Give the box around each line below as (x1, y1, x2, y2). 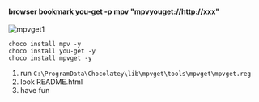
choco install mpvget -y (8, 54, 92, 62)
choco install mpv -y (8, 40, 82, 49)
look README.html (19, 77, 83, 87)
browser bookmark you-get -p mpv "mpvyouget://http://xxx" (8, 6, 220, 16)
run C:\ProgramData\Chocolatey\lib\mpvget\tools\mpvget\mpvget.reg (19, 69, 252, 79)
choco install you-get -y (8, 47, 96, 56)
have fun (19, 86, 50, 96)
